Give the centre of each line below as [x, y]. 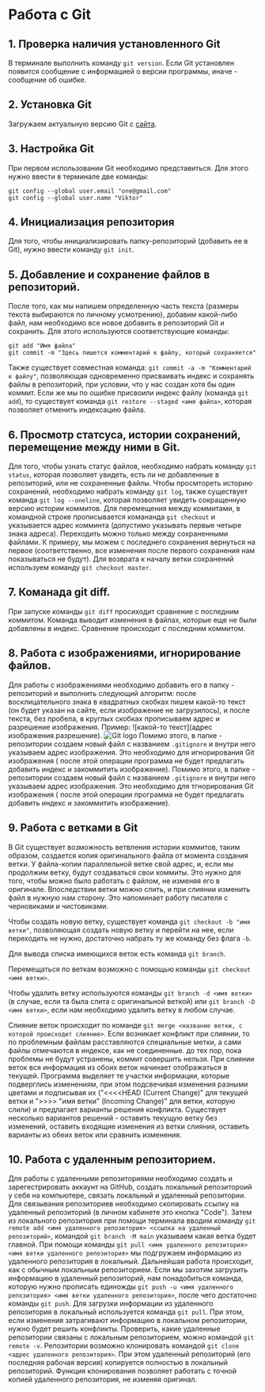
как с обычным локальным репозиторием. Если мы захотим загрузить [128, 1270]
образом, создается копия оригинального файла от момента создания [129, 856]
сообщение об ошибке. [47, 80]
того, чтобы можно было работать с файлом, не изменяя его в [114, 881]
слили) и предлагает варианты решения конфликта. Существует [117, 1109]
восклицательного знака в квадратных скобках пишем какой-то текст [127, 702]
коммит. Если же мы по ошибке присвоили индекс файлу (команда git [129, 393]
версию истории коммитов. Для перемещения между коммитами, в [124, 509]
